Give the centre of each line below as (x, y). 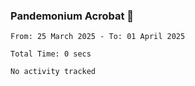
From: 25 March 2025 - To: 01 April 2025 (98, 37)
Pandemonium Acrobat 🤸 (72, 16)
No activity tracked (53, 72)
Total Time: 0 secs (51, 54)
